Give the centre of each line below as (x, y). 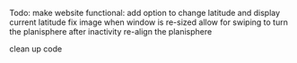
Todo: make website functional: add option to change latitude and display (145, 13)
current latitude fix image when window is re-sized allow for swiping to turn (149, 22)
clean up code (36, 49)
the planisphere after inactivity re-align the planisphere (111, 31)
